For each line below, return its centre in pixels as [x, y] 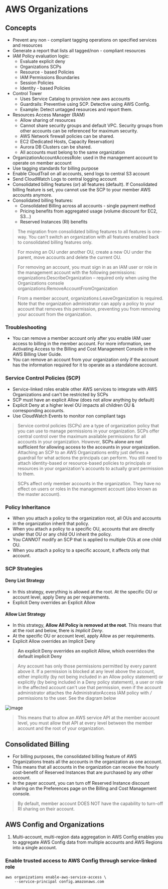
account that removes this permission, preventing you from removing [89, 309]
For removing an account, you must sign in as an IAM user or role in [87, 267]
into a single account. [35, 847]
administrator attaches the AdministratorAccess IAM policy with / [85, 693]
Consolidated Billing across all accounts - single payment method [88, 206]
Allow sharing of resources [48, 120]
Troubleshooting [26, 327]
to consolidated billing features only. [55, 242]
